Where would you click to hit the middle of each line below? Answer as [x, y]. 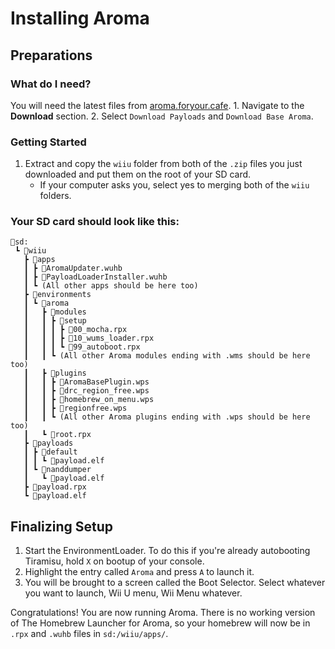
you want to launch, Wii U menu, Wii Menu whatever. [133, 593]
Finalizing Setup [61, 526]
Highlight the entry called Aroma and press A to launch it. [139, 572]
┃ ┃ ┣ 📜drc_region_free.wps [86, 391]
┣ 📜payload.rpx [55, 487]
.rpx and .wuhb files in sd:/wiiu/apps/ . [89, 634]
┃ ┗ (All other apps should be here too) [111, 286]
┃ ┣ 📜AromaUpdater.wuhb [73, 268]
